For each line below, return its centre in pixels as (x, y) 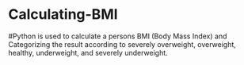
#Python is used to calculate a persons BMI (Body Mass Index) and (118, 36)
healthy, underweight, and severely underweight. (88, 52)
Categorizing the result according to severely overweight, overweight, (122, 44)
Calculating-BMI (63, 14)
